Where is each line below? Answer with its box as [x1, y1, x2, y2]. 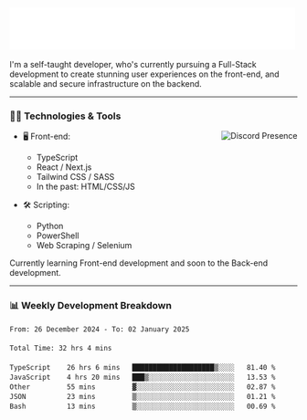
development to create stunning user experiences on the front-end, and [9, 68, 281, 79]
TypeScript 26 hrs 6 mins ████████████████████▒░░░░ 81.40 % [9, 363, 276, 373]
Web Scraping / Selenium [36, 240, 132, 251]
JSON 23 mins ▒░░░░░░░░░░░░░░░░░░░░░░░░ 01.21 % [9, 392, 276, 401]
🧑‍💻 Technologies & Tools [9, 110, 122, 122]
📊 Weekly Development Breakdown [9, 299, 172, 312]
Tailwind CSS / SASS [36, 172, 115, 183]
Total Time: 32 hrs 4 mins [9, 344, 112, 353]
